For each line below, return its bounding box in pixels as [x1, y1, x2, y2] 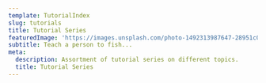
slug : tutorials [8, 19, 62, 27]
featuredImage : [8, 33, 59, 42]
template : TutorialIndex [8, 11, 90, 20]
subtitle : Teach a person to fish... [8, 41, 133, 49]
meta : [8, 48, 26, 56]
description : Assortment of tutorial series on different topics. [15, 56, 239, 64]
